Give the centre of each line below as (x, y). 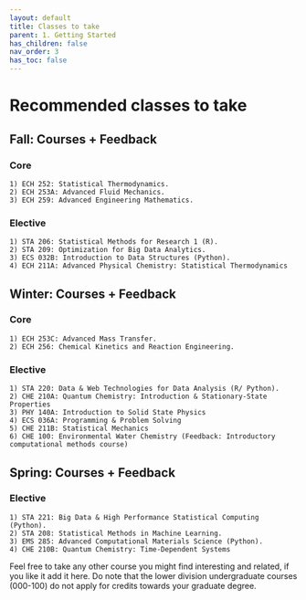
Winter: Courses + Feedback (93, 294)
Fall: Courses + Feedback (83, 139)
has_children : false (49, 43)
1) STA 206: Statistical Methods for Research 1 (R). (114, 242)
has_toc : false (38, 60)
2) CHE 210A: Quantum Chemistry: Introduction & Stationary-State (138, 397)
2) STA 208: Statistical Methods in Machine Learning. (116, 533)
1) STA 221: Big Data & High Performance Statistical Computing (134, 517)
